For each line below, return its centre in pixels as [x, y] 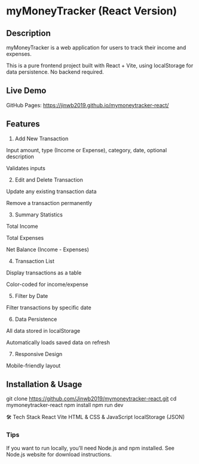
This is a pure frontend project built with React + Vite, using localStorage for [100, 65]
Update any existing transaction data [51, 191]
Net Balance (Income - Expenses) [48, 249]
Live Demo [26, 91]
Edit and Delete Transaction [49, 180]
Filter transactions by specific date [49, 308]
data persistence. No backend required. [55, 72]
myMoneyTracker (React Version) [92, 11]
